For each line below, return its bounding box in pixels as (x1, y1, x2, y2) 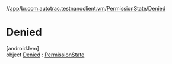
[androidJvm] (6, 45, 40, 52)
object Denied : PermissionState (6, 51, 85, 58)
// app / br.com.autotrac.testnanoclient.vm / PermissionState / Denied (6, 5, 166, 12)
